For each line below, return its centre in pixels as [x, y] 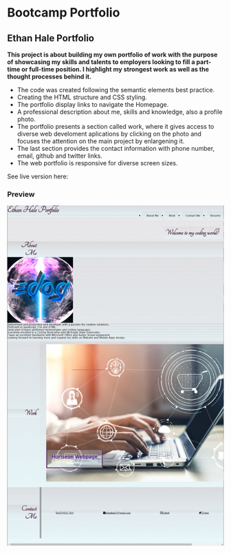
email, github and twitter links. [60, 156]
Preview [21, 194]
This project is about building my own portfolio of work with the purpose [112, 54]
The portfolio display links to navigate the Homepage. [93, 104]
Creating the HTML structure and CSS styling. [82, 97]
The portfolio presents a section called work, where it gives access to [115, 126]
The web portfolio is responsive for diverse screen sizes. [97, 163]
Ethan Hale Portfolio [51, 38]
